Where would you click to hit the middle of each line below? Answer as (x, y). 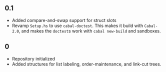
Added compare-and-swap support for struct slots (64, 20)
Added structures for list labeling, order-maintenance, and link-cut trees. (86, 64)
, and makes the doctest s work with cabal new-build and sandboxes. (90, 31)
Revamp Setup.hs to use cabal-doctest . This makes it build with (77, 25)
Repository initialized (33, 58)
